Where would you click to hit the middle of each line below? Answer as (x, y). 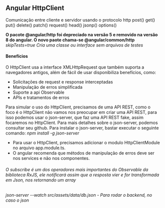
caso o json (17, 200)
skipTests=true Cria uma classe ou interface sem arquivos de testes (74, 45)
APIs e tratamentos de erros (41, 98)
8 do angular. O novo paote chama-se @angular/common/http (70, 40)
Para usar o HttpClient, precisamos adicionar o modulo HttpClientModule (86, 143)
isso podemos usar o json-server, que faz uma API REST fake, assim (75, 118)
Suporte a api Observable (38, 92)
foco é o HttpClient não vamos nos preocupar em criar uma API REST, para (81, 112)
